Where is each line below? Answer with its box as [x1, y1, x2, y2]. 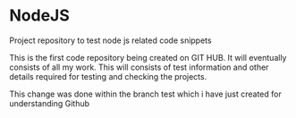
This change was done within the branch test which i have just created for [9, 88, 282, 99]
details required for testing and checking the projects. [9, 71, 207, 81]
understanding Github [9, 97, 90, 108]
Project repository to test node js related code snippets [9, 35, 212, 46]
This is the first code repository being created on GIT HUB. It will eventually [9, 52, 287, 63]
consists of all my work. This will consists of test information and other [9, 62, 269, 72]
